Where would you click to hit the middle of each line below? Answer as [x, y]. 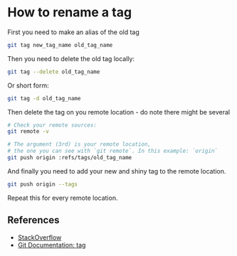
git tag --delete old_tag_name [54, 72]
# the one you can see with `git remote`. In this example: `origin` [113, 151]
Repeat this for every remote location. [63, 198]
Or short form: [28, 85]
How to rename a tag [70, 12]
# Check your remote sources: [52, 125]
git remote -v [28, 132]
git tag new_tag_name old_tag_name [60, 45]
